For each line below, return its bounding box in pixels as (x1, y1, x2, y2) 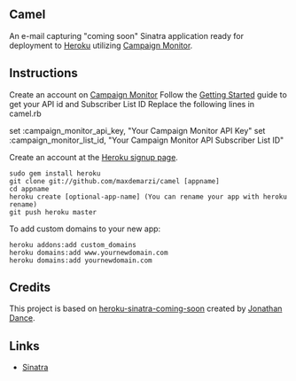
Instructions (9, 66, 78, 81)
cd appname (9, 184, 50, 193)
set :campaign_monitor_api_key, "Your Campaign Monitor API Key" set (9, 125, 266, 136)
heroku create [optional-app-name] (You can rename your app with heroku (9, 192, 288, 201)
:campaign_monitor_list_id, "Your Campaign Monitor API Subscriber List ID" (9, 135, 284, 145)
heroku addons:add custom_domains (9, 240, 137, 249)
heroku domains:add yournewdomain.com (9, 256, 152, 265)
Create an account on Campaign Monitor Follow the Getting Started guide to (9, 89, 288, 100)
